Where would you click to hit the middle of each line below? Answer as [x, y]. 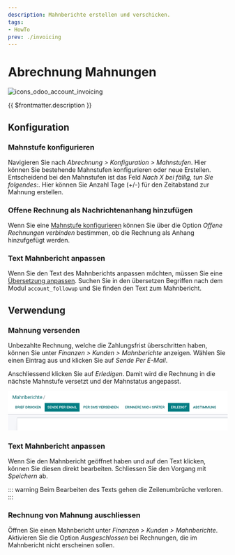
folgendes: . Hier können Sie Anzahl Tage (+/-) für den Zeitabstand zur [109, 185]
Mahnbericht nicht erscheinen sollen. [61, 545]
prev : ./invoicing [35, 37]
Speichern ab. [28, 476]
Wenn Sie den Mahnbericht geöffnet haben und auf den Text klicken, [107, 461]
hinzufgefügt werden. [39, 240]
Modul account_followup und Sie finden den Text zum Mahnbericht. [105, 288]
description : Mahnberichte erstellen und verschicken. [89, 15]
